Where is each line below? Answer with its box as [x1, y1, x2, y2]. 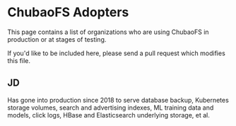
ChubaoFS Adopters [7, 4, 129, 21]
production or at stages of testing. [7, 35, 107, 43]
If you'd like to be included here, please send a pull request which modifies [7, 49, 226, 57]
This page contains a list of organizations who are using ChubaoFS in [7, 28, 210, 36]
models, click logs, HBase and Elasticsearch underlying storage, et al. [7, 110, 210, 119]
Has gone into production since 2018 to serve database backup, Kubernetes [7, 96, 230, 104]
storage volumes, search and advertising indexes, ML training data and [7, 103, 214, 112]
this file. [7, 56, 30, 64]
